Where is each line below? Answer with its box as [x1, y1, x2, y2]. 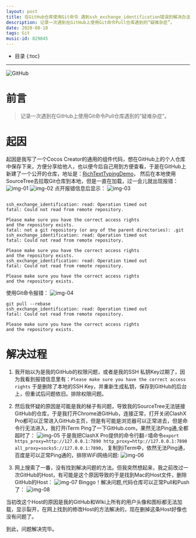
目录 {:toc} [14, 53, 40, 59]
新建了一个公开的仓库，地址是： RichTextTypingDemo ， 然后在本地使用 [6, 170, 176, 177]
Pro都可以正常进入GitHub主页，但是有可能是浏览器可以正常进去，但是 [14, 417, 183, 424]
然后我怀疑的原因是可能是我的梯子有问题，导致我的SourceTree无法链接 [14, 402, 185, 409]
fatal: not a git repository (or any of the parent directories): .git [6, 227, 184, 233]
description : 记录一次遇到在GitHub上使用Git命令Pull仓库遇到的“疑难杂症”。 [6, 19, 175, 25]
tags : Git [6, 30, 30, 36]
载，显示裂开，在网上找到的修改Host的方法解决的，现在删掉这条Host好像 [6, 505, 182, 512]
